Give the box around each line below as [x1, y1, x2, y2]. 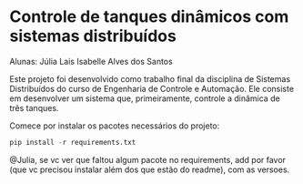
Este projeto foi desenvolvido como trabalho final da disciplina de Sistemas [9, 73, 291, 84]
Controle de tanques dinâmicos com [9, 6, 289, 27]
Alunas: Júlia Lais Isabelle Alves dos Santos [9, 56, 173, 66]
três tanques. [9, 102, 59, 113]
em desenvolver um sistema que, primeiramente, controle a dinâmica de [9, 93, 280, 104]
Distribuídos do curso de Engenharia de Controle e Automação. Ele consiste [9, 83, 294, 94]
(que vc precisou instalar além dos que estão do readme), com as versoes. [9, 164, 290, 175]
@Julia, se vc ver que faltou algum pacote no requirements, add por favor [9, 154, 287, 165]
